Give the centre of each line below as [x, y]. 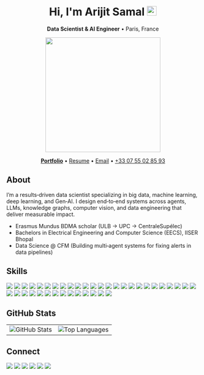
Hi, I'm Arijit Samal [97, 12]
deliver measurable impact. [41, 214]
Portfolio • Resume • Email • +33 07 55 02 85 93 [103, 160]
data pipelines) [34, 252]
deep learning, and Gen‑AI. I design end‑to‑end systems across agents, [96, 201]
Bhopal [24, 239]
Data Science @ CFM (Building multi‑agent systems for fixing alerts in [103, 245]
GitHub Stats [31, 313]
